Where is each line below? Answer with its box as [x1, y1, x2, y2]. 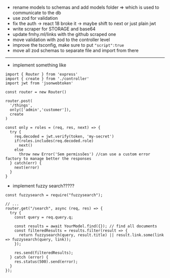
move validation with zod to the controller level [12, 37, 110, 43]
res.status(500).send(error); [14, 259, 78, 264]
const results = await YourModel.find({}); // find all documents [14, 224, 157, 229]
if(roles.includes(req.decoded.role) [14, 138, 94, 144]
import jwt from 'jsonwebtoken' [5, 81, 73, 86]
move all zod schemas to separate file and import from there [12, 48, 139, 53]
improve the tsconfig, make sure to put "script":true [12, 42, 124, 48]
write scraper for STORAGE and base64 [12, 26, 96, 32]
